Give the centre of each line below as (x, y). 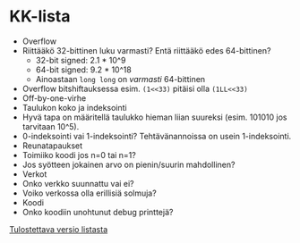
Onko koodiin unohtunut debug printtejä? (98, 212)
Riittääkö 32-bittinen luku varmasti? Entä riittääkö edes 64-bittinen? (146, 50)
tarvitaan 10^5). (51, 126)
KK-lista (40, 17)
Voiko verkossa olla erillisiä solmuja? (89, 193)
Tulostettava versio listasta (59, 229)
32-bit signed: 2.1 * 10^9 (81, 60)
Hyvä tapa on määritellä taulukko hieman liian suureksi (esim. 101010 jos (154, 117)
